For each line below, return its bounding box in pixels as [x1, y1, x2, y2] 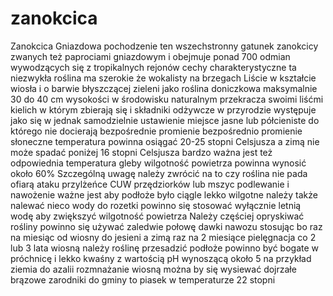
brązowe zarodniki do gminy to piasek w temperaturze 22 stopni [10, 273, 276, 286]
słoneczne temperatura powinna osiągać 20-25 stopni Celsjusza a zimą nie [10, 135, 320, 147]
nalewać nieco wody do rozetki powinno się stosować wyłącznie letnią [10, 199, 302, 211]
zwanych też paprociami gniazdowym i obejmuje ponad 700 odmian [10, 50, 291, 62]
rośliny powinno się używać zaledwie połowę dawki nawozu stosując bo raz [10, 220, 323, 232]
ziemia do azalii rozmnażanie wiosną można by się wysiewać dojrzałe [10, 263, 297, 275]
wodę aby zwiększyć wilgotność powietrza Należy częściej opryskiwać [10, 210, 305, 222]
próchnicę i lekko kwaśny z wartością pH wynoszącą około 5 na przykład [10, 252, 312, 264]
